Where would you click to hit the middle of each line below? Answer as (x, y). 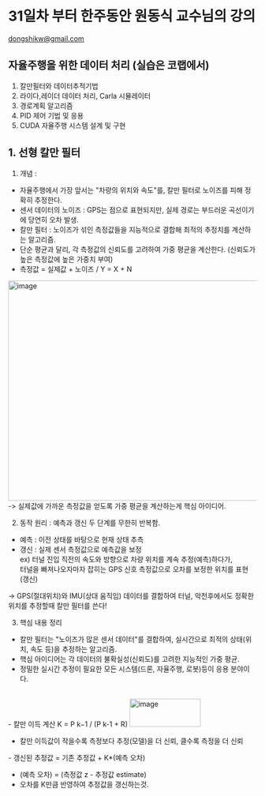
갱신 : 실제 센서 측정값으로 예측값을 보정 (80, 549)
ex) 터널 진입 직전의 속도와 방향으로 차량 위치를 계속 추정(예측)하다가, (126, 559)
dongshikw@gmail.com (46, 38)
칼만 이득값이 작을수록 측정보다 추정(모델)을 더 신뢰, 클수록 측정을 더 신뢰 (131, 741)
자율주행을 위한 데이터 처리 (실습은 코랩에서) (109, 65)
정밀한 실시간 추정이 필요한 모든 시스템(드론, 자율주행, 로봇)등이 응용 (124, 669)
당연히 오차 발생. (53, 220)
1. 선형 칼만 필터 (45, 153)
